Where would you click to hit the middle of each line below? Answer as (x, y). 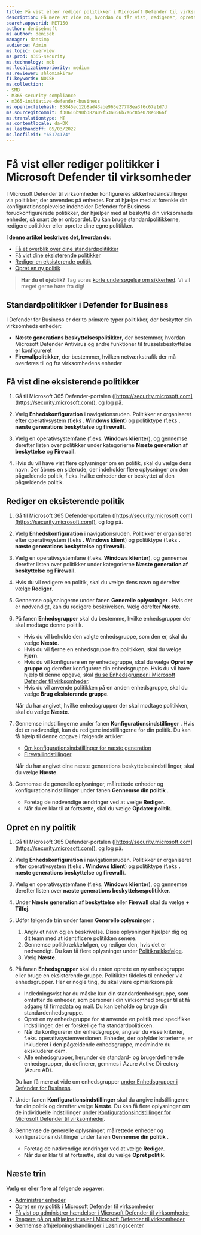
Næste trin (26, 1174)
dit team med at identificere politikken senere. (80, 938)
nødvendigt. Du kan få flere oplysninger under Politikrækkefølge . (103, 951)
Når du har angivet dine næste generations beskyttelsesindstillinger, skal (104, 766)
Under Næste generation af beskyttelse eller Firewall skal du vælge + (102, 902)
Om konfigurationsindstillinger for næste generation (87, 748)
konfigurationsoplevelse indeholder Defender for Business (78, 206)
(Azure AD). (38, 1070)
